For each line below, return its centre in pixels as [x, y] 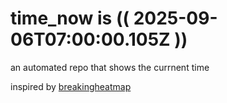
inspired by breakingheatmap [71, 86]
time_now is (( [70, 18]
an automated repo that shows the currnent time [110, 67]
